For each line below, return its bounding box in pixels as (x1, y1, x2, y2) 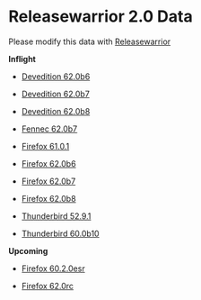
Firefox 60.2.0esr (21, 263, 86, 274)
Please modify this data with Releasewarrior (8, 36, 171, 47)
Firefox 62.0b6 (21, 158, 77, 168)
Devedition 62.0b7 (21, 88, 91, 99)
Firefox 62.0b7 (21, 176, 76, 186)
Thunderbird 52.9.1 (21, 210, 92, 222)
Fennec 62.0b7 (21, 123, 78, 134)
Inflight (8, 53, 37, 64)
